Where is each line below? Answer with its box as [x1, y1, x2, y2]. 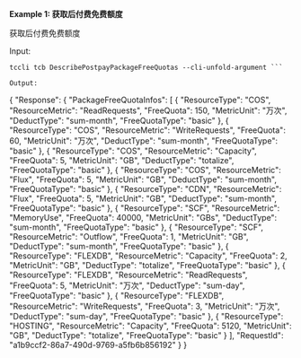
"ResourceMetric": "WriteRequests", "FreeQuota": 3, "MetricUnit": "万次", [9, 301, 280, 311]
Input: [9, 46, 31, 57]
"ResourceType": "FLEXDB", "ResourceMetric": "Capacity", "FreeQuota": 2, [9, 250, 288, 261]
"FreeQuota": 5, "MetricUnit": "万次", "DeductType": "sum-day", [9, 280, 245, 291]
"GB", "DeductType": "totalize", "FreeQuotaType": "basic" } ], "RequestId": [9, 330, 284, 340]
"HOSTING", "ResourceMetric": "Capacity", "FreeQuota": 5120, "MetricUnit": [9, 320, 292, 331]
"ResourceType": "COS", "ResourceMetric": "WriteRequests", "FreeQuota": [9, 125, 286, 135]
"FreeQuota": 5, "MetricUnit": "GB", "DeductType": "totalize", [9, 155, 235, 165]
